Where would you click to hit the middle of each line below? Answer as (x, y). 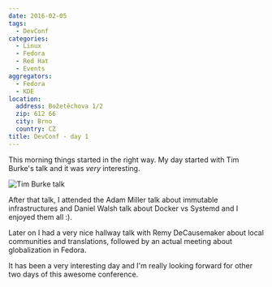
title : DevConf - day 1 (49, 136)
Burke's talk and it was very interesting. (74, 168)
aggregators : (30, 76)
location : (25, 99)
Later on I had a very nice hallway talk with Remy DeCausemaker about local (136, 233)
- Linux (29, 46)
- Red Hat (32, 62)
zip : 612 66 (36, 114)
